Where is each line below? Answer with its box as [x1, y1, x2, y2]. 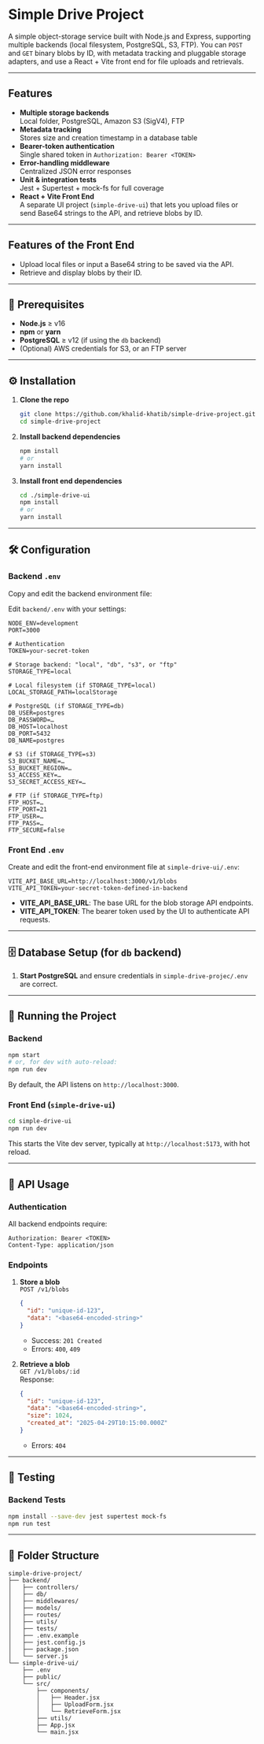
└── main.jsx [36, 1728, 79, 1736]
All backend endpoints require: [8, 1219, 108, 1228]
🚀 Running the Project [8, 1010, 116, 1023]
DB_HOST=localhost [8, 722, 68, 730]
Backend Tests [8, 1494, 66, 1505]
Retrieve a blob [19, 1359, 71, 1368]
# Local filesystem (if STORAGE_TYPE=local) [8, 681, 156, 689]
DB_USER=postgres [8, 709, 65, 717]
